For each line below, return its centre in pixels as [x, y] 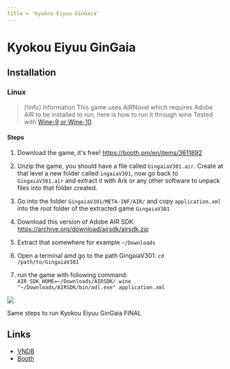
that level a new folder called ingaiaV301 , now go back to [97, 173]
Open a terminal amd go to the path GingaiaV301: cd [91, 255]
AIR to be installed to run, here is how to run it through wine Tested [118, 115]
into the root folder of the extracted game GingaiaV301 [93, 208]
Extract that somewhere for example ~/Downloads [86, 242]
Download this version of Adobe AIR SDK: [76, 222]
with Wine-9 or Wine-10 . [59, 121]
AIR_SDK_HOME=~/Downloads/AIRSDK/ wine [74, 281]
